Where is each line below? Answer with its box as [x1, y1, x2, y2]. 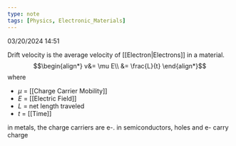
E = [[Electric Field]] [17, 94, 77, 103]
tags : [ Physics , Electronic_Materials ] [7, 17, 126, 24]
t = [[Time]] [17, 109, 52, 118]
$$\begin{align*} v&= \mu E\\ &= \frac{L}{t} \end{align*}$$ [33, 61, 207, 70]
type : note [7, 10, 40, 18]
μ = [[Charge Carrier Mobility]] [17, 86, 108, 95]
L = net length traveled [17, 101, 85, 110]
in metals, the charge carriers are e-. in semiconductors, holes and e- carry [7, 122, 230, 132]
